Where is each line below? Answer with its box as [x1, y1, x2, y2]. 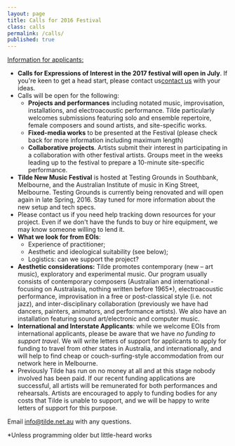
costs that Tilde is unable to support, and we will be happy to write [17, 396, 210, 405]
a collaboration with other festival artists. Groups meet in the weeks [27, 151, 223, 160]
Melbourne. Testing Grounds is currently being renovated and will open [17, 188, 224, 197]
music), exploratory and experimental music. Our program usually [17, 270, 208, 279]
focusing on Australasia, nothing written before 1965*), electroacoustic [17, 285, 223, 293]
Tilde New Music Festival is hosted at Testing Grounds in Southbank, [17, 173, 219, 182]
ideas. [17, 84, 36, 92]
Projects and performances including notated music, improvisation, [27, 99, 225, 107]
